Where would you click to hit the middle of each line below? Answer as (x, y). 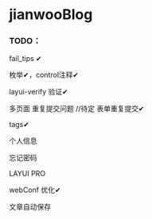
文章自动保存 (30, 207)
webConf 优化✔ (35, 190)
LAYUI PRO (27, 174)
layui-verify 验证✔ (39, 92)
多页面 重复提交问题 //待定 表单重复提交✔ (77, 109)
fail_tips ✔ (25, 59)
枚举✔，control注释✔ (44, 75)
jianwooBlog (51, 15)
